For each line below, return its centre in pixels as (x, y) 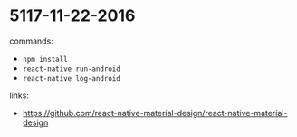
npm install (45, 59)
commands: (32, 41)
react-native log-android (71, 78)
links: (19, 95)
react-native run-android (71, 69)
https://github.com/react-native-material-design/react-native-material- (155, 113)
